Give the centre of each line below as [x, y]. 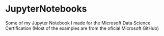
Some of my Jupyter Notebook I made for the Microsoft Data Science [78, 23]
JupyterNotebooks [46, 9]
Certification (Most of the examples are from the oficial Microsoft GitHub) [82, 28]
